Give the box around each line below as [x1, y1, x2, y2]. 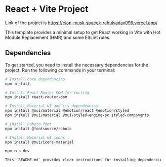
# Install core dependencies [5, 76, 65, 82]
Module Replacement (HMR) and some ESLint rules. [5, 34, 111, 40]
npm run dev [5, 149, 30, 154]
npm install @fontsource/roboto [5, 126, 72, 131]
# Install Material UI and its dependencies [5, 103, 98, 109]
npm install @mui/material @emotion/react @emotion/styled [5, 108, 129, 113]
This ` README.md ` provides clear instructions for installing [5, 158, 136, 163]
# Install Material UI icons [5, 135, 65, 140]
